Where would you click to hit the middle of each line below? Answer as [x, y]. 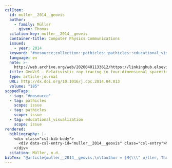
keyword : [19, 53]
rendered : [15, 129]
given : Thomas [34, 29]
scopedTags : [17, 91]
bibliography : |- [28, 134]
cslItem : [14, 10]
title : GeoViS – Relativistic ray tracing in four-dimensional [78, 72]
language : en [23, 58]
